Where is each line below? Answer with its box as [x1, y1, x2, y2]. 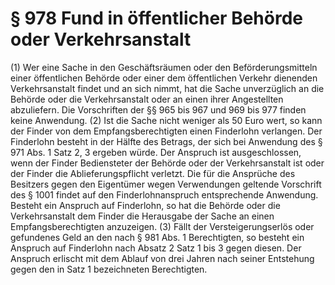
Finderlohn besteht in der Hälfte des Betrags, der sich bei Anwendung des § [10, 135, 323, 147]
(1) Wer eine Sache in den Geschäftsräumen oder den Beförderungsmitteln [10, 61, 318, 73]
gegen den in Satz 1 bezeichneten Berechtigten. [10, 263, 208, 275]
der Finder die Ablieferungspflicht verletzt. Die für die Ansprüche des [10, 167, 296, 179]
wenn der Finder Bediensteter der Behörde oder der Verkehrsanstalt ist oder [10, 157, 325, 169]
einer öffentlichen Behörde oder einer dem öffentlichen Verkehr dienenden [10, 72, 318, 84]
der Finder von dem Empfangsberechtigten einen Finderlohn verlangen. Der [10, 125, 323, 137]
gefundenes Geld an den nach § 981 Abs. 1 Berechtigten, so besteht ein [10, 231, 305, 243]
